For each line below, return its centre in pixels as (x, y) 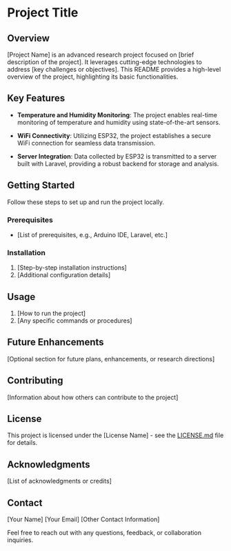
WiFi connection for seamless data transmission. (86, 143)
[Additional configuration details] (64, 275)
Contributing (35, 381)
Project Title (43, 13)
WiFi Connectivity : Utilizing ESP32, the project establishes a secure (114, 135)
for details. (22, 443)
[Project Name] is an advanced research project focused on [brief (101, 54)
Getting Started (41, 185)
